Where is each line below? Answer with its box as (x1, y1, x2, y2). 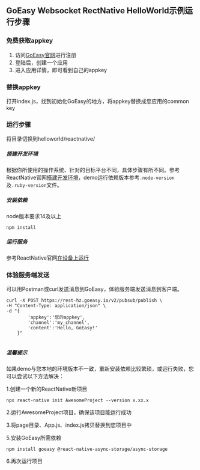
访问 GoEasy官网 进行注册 (14, 51, 77, 58)
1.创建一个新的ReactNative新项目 (6, 385, 88, 392)
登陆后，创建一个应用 (14, 59, 68, 66)
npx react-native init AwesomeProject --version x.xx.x (6, 397, 149, 404)
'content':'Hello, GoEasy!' (28, 325, 98, 331)
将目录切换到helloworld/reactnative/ (6, 135, 95, 142)
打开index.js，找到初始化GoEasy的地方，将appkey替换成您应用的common (6, 97, 189, 105)
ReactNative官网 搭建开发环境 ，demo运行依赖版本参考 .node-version (6, 174, 175, 182)
